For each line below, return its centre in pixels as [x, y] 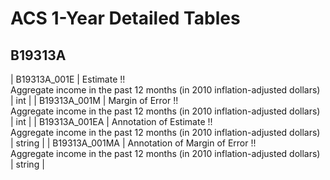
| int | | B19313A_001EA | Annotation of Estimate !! [111, 121]
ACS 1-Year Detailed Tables [125, 18]
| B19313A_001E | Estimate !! [68, 79]
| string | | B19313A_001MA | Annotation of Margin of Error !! [133, 143]
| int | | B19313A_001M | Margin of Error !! [94, 100]
